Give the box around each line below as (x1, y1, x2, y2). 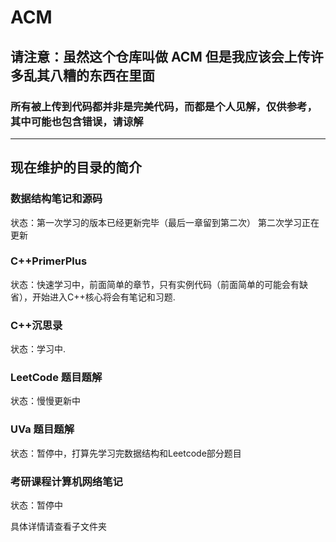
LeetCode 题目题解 (10, 371, 103, 385)
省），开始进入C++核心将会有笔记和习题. (10, 291, 176, 303)
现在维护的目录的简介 (10, 159, 142, 176)
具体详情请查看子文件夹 (10, 521, 107, 533)
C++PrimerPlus (10, 254, 88, 268)
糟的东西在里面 (62, 67, 155, 84)
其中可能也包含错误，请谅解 (10, 114, 144, 128)
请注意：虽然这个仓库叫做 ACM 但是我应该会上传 (10, 48, 311, 65)
